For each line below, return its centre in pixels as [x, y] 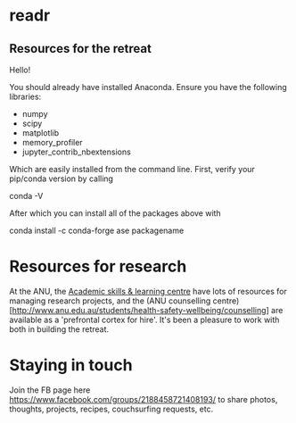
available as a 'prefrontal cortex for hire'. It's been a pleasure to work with [144, 319]
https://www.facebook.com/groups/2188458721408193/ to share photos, [144, 399]
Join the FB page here [50, 390]
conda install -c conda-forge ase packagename [97, 230]
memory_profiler [52, 142]
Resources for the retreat [80, 49]
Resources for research [98, 266]
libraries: [25, 96]
